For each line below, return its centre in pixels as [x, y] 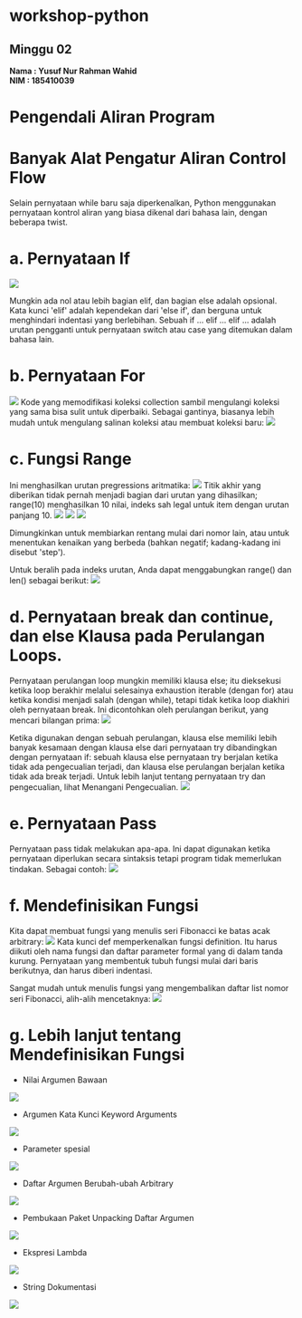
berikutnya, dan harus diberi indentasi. [81, 970]
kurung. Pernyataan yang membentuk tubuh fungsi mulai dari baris [134, 960]
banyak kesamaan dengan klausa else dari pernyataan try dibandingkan [143, 747]
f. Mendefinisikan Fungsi [104, 906]
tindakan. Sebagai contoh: [58, 869]
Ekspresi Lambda [55, 1252]
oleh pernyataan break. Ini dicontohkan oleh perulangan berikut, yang [139, 709]
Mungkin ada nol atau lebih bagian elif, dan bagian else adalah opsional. [143, 301]
